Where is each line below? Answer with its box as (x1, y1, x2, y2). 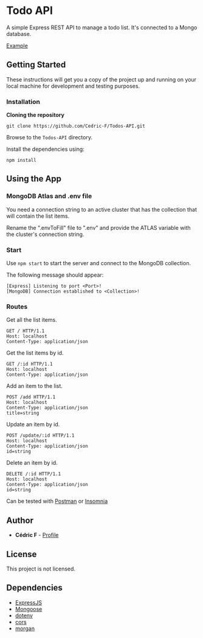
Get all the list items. (6, 316, 58, 324)
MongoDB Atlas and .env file (6, 192, 92, 201)
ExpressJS (15, 598, 43, 606)
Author (6, 515, 33, 525)
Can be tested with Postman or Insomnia (6, 498, 108, 505)
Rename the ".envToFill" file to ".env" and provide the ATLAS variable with (6, 224, 191, 231)
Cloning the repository (6, 111, 65, 119)
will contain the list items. (6, 212, 70, 220)
